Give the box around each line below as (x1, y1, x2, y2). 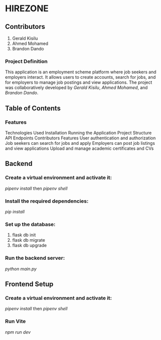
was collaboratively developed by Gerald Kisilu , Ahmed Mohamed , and (5, 85, 148, 91)
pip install (5, 208, 25, 214)
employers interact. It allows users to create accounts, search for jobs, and (5, 74, 156, 80)
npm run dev (5, 329, 31, 335)
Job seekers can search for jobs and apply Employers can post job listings (5, 140, 155, 146)
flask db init (12, 232, 36, 238)
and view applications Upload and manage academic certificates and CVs (5, 145, 154, 151)
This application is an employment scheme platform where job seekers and (5, 69, 157, 75)
